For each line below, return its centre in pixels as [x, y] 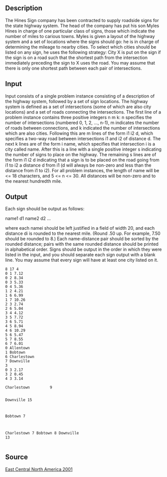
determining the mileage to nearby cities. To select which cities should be [81, 47]
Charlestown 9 [29, 387]
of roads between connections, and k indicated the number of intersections [83, 128]
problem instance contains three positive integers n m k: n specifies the [79, 117]
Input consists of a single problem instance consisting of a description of [80, 96]
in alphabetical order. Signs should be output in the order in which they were [83, 249]
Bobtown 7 [15, 416]
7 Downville [17, 361]
